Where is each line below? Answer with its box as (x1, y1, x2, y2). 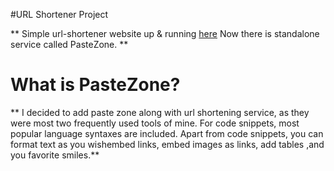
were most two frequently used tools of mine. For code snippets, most (10, 117, 300, 129)
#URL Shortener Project (10, 9, 109, 20)
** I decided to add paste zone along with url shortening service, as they (10, 106, 310, 118)
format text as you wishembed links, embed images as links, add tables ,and (10, 138, 325, 150)
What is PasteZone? (10, 74, 181, 96)
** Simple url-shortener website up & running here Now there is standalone (10, 28, 320, 39)
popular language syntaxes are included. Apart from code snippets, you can (10, 127, 324, 139)
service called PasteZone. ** (10, 39, 129, 50)
